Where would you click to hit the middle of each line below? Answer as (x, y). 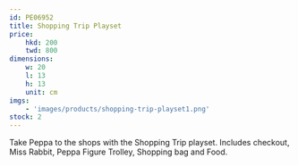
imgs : (19, 100)
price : (21, 34)
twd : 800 (42, 51)
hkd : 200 (42, 42)
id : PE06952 (31, 17)
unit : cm (42, 92)
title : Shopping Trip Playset (66, 26)
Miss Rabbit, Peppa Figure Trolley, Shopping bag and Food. (119, 152)
